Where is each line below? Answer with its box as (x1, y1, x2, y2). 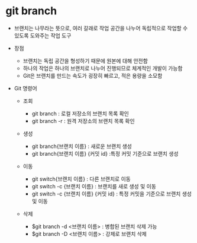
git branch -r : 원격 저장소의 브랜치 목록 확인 (31, 117, 135, 124)
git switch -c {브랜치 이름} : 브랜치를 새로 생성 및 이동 (31, 182, 156, 190)
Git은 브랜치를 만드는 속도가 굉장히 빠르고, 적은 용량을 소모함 (22, 72, 163, 79)
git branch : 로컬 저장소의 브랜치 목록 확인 (31, 110, 130, 117)
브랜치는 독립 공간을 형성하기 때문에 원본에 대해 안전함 (22, 57, 148, 64)
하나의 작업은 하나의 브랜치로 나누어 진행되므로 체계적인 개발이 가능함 (22, 64, 183, 72)
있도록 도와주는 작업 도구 (14, 31, 72, 39)
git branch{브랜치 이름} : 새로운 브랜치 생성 (31, 143, 133, 150)
